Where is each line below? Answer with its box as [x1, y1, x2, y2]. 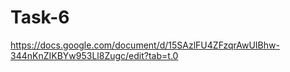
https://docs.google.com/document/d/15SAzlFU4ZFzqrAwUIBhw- [10, 39, 280, 51]
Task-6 [10, 6, 70, 29]
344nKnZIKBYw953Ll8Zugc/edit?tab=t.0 [10, 49, 179, 61]
